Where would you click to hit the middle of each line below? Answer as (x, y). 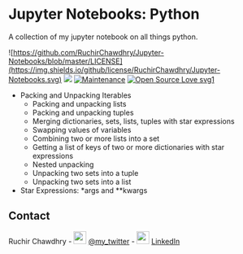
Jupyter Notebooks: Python (104, 14)
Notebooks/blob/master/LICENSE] (66, 61)
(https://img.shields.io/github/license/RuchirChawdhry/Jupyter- (115, 69)
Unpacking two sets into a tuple (85, 173)
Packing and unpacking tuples (83, 112)
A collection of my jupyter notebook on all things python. (103, 37)
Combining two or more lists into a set (96, 138)
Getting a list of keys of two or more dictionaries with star (128, 147)
